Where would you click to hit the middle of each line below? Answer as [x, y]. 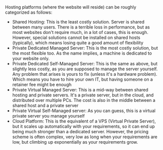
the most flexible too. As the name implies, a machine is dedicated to [82, 53]
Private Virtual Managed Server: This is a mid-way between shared [80, 90]
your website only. [31, 58]
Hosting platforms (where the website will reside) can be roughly [71, 7]
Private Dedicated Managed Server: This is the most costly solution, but [85, 48]
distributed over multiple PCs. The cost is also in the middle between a [84, 100]
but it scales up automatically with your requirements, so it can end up [83, 126]
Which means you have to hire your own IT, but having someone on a [82, 79]
